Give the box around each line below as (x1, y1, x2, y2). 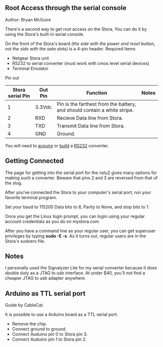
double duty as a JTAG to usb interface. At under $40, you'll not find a (5, 270, 146, 276)
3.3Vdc (35, 104, 52, 110)
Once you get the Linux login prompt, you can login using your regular (5, 213, 145, 219)
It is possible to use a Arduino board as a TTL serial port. (5, 312, 118, 317)
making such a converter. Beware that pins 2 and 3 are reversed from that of (5, 174, 158, 181)
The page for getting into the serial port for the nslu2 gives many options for (5, 170, 157, 175)
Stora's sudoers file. (5, 238, 46, 244)
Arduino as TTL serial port (5, 289, 86, 298)
